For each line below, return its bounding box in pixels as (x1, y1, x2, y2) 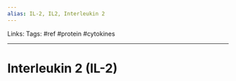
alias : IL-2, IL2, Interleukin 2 (7, 10, 105, 17)
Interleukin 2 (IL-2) (7, 60, 118, 76)
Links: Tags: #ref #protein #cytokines (7, 29, 116, 38)
